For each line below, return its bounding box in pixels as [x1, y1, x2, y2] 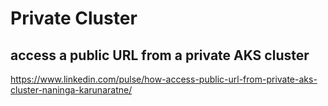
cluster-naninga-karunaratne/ [10, 84, 133, 96]
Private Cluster [10, 7, 138, 30]
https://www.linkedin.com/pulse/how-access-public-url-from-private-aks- [10, 73, 318, 85]
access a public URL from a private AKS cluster [10, 47, 310, 64]
